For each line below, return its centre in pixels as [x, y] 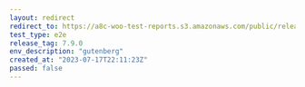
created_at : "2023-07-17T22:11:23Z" [79, 60]
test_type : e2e [38, 34]
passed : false [36, 69]
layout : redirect [42, 18]
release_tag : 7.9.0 [46, 43]
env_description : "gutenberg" [67, 52]
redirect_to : [34, 26]
